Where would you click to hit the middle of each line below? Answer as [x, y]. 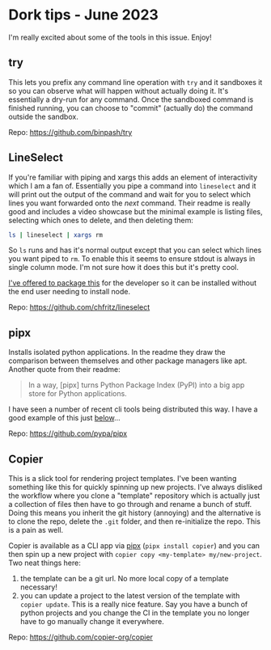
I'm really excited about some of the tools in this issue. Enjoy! [110, 37]
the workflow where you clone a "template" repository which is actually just [134, 496]
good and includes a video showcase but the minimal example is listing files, [135, 211]
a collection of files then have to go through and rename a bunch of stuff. [130, 504]
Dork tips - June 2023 [84, 15]
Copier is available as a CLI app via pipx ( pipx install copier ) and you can [134, 546]
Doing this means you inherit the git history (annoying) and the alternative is [135, 513]
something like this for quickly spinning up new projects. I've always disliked [135, 487]
